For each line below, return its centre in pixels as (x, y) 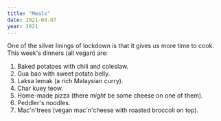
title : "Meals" (29, 13)
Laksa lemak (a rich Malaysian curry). (70, 81)
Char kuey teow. (40, 88)
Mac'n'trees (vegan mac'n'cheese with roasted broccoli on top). (108, 110)
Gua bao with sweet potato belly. (63, 74)
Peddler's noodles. (44, 103)
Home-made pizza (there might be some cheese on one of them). (110, 96)
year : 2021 (23, 26)
